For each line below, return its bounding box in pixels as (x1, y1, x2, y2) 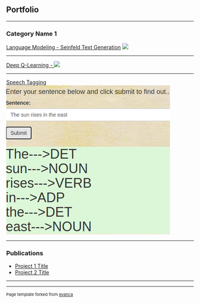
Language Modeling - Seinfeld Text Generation (6, 44, 121, 51)
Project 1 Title (14, 263, 49, 270)
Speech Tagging (6, 79, 46, 86)
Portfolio (6, 5, 39, 15)
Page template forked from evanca (6, 292, 73, 298)
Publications (6, 249, 43, 258)
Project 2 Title (14, 269, 49, 276)
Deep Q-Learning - (6, 62, 53, 69)
